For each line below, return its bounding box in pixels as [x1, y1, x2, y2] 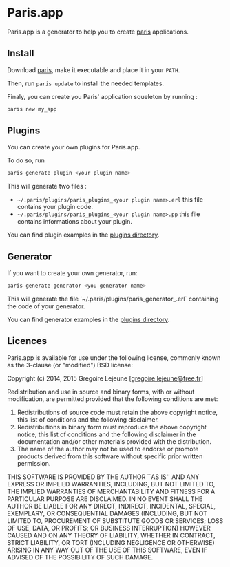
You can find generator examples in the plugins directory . [7, 315, 170, 323]
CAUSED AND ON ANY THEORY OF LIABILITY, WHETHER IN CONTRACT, [7, 531, 216, 539]
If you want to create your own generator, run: [7, 269, 138, 277]
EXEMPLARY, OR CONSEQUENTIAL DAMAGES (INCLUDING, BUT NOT [7, 509, 208, 517]
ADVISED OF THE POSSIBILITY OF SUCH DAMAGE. [7, 553, 154, 561]
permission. [17, 459, 51, 467]
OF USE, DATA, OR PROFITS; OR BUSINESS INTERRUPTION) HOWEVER [7, 524, 211, 532]
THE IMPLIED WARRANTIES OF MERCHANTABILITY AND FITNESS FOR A [7, 487, 216, 495]
